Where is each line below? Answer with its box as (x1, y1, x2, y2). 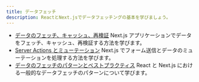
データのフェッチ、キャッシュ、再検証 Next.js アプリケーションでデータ (14, 31, 192, 39)
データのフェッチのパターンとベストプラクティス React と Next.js (14, 61, 176, 69)
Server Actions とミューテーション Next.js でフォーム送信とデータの (14, 46, 183, 54)
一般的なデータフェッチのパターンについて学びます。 (20, 69, 151, 76)
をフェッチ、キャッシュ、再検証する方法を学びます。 (14, 39, 145, 46)
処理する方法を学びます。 (51, 54, 115, 61)
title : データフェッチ (6, 8, 57, 15)
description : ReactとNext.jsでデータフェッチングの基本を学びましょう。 (6, 14, 171, 20)
